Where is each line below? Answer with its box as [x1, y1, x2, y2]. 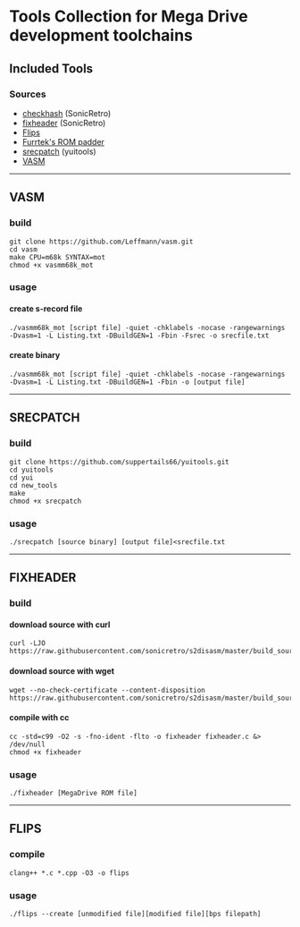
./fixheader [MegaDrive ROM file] [9, 789, 138, 798]
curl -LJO [9, 639, 46, 648]
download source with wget [9, 665, 114, 676]
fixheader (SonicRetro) [21, 117, 106, 128]
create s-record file [9, 303, 83, 314]
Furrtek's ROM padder [21, 136, 105, 147]
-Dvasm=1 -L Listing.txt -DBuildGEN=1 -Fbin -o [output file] [9, 378, 246, 387]
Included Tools [9, 61, 94, 76]
